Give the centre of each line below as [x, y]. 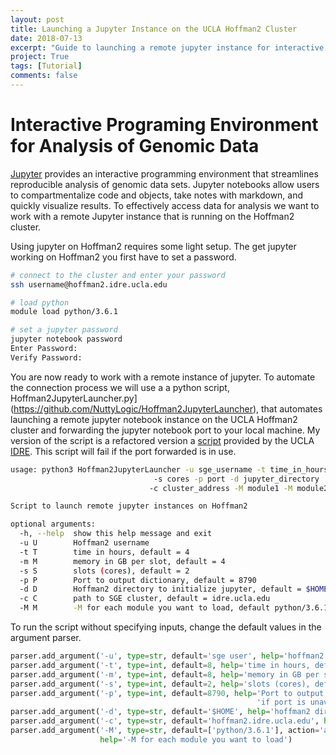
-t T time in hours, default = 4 [104, 552]
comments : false [44, 76]
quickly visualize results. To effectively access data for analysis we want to [165, 205]
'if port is [281, 702]
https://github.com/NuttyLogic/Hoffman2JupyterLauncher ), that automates [168, 408]
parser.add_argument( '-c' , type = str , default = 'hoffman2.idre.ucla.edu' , [165, 721]
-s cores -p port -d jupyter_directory [236, 479]
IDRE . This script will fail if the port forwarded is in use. [123, 451]
